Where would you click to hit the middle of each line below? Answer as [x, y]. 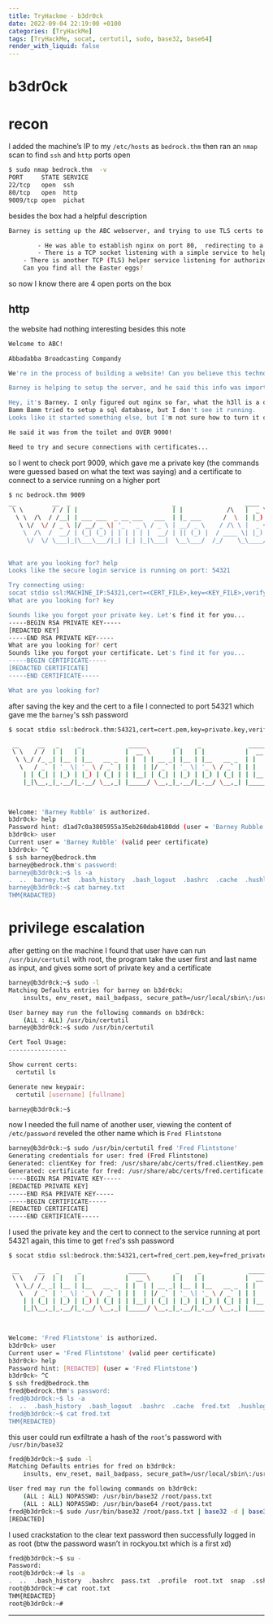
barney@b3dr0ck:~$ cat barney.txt [67, 888]
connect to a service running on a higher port [84, 480]
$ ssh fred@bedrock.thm [49, 1384]
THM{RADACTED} [32, 895]
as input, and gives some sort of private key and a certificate [110, 968]
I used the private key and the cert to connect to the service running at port [134, 1232]
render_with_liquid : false [54, 46]
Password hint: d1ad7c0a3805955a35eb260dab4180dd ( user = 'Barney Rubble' [138, 827]
